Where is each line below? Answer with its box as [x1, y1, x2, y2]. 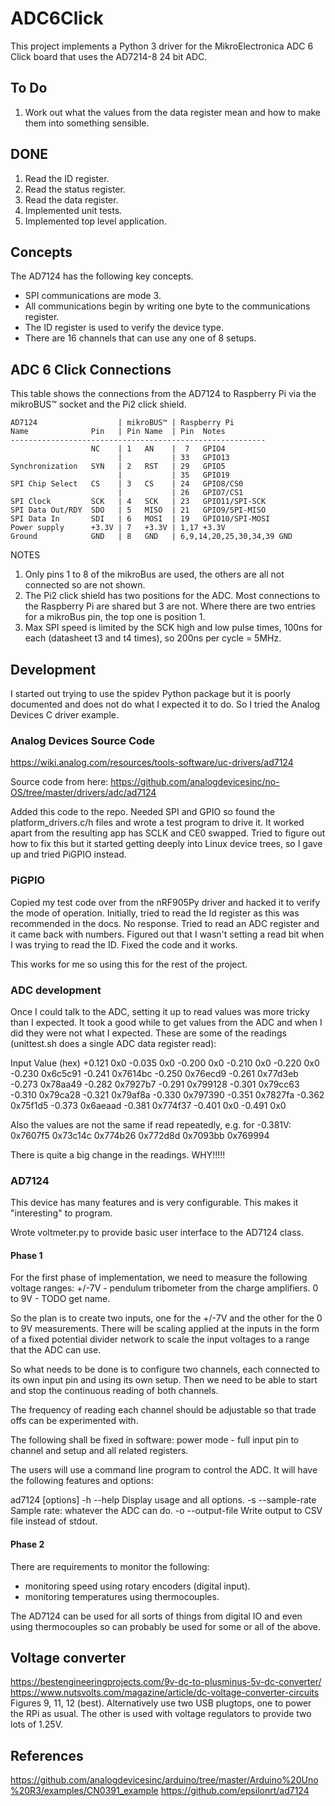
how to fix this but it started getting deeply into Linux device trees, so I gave [10, 838, 323, 850]
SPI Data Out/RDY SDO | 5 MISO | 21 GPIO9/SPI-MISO [10, 505, 267, 516]
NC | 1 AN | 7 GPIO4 [90, 444, 226, 454]
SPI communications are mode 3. [24, 290, 162, 302]
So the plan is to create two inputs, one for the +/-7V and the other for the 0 [10, 1312, 323, 1324]
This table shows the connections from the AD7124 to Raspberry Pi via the [10, 388, 317, 400]
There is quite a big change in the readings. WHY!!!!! [10, 1148, 226, 1161]
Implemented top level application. [24, 215, 167, 227]
